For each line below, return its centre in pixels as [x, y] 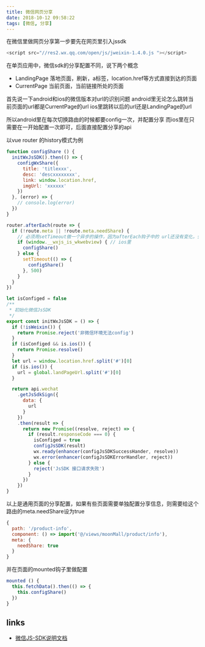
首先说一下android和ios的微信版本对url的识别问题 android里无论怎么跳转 [97, 99]
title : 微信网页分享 [30, 12]
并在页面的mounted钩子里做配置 [47, 569]
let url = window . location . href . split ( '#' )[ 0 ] [72, 361]
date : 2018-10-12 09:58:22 [41, 18]
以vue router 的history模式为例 [45, 140]
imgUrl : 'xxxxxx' [45, 186]
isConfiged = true [57, 440]
